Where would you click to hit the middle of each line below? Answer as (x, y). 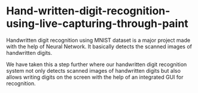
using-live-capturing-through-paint (97, 24)
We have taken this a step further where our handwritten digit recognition (97, 64)
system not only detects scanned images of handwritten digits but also (94, 70)
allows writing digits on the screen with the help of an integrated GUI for (95, 77)
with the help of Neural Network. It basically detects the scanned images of (99, 46)
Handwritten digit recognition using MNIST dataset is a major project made (98, 40)
